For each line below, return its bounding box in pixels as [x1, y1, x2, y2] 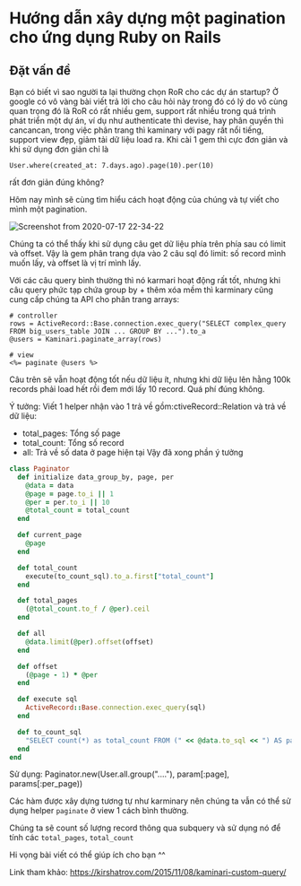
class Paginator [9, 465, 70, 473]
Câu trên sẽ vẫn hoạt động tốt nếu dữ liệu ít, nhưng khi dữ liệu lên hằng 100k [9, 374, 291, 385]
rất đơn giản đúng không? [9, 177, 105, 187]
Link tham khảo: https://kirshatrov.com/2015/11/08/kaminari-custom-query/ [9, 867, 287, 878]
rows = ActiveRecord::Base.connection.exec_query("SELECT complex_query [9, 319, 287, 328]
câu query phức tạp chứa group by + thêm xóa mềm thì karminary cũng [9, 284, 273, 295]
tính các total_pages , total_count [9, 832, 134, 843]
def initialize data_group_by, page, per [17, 473, 175, 482]
